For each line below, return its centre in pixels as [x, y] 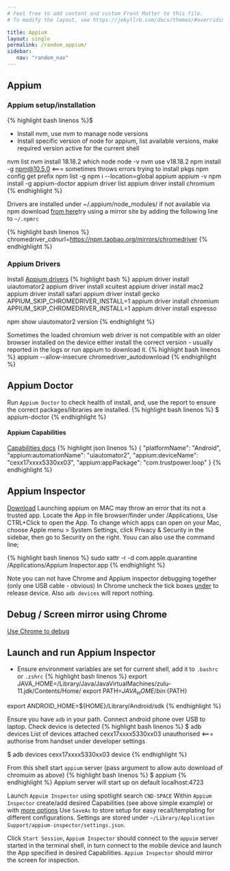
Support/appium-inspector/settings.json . [66, 825]
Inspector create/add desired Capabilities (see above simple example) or [110, 803]
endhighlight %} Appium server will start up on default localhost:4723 [105, 782]
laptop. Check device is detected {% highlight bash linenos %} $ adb [104, 727]
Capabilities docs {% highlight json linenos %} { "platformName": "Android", [114, 448]
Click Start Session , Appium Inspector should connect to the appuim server [113, 838]
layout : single [29, 38]
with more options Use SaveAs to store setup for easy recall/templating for [111, 811]
